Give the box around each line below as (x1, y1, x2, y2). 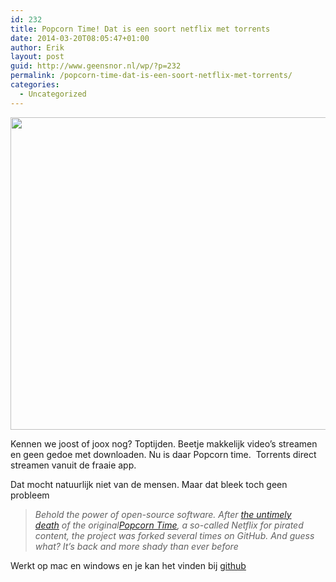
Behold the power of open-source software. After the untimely (34, 508, 292, 520)
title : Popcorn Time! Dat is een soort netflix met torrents (10, 24, 271, 34)
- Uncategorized (19, 89, 87, 99)
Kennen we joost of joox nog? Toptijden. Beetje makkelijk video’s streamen (10, 437, 318, 450)
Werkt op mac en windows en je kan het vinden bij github (10, 559, 247, 571)
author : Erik (10, 42, 65, 53)
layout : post (10, 52, 65, 62)
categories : (10, 80, 60, 90)
